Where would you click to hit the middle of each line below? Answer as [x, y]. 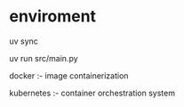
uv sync [24, 41]
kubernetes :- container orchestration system [92, 93]
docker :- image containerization [69, 75]
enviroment [52, 16]
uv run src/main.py [44, 58]
